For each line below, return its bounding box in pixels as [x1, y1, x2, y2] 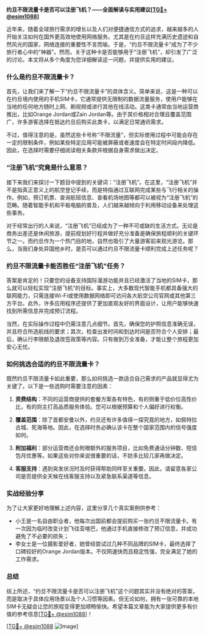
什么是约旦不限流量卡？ [6, 73, 75, 81]
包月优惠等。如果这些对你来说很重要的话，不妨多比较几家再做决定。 [15, 452, 187, 459]
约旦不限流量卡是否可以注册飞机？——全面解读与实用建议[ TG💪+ [6, 6, 168, 13]
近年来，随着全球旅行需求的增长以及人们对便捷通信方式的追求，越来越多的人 [6, 26, 199, 32]
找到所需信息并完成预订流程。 [6, 307, 81, 314]
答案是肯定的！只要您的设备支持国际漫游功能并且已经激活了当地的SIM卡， [6, 276, 193, 283]
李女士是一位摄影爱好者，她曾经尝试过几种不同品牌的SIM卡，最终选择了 [15, 540, 196, 547]
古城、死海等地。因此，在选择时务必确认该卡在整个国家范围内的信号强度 [15, 424, 197, 431]
